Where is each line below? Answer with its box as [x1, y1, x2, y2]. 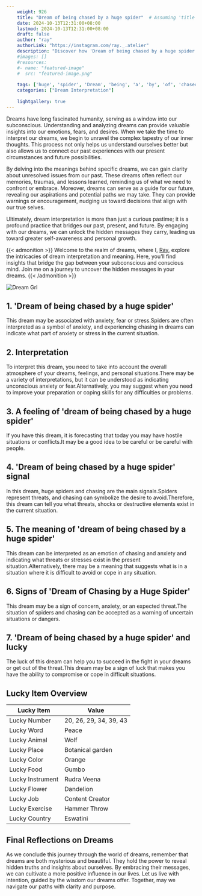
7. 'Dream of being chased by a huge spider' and [6, 633, 191, 643]
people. [6, 444, 25, 452]
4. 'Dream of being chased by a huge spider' [6, 462, 176, 472]
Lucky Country [9, 815, 51, 823]
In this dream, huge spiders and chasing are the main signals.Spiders [6, 487, 177, 494]
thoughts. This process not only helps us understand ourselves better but [6, 140, 188, 148]
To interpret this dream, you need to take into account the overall [6, 363, 167, 371]
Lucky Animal [9, 736, 47, 745]
